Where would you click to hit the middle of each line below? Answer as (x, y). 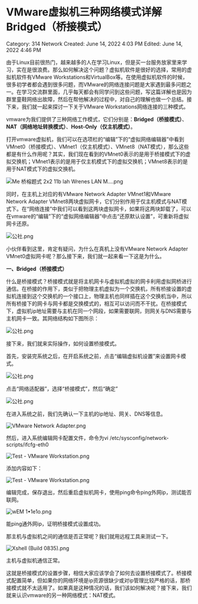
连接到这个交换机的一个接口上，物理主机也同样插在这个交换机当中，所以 (104, 296)
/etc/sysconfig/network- (139, 438)
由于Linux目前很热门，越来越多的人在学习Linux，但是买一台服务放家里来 (94, 62)
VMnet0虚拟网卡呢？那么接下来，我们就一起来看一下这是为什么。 (85, 256)
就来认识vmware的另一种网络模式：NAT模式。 (62, 595)
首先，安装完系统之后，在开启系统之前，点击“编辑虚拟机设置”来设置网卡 (94, 356)
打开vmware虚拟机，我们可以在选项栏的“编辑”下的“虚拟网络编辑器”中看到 (95, 139)
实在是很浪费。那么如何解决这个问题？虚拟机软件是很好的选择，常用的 (101, 69)
